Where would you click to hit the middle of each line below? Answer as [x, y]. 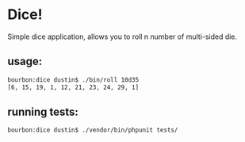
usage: [25, 61]
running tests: [43, 111]
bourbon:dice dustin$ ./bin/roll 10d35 [73, 80]
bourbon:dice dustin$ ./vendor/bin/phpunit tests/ [93, 130]
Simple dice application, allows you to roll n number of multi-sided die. [122, 36]
